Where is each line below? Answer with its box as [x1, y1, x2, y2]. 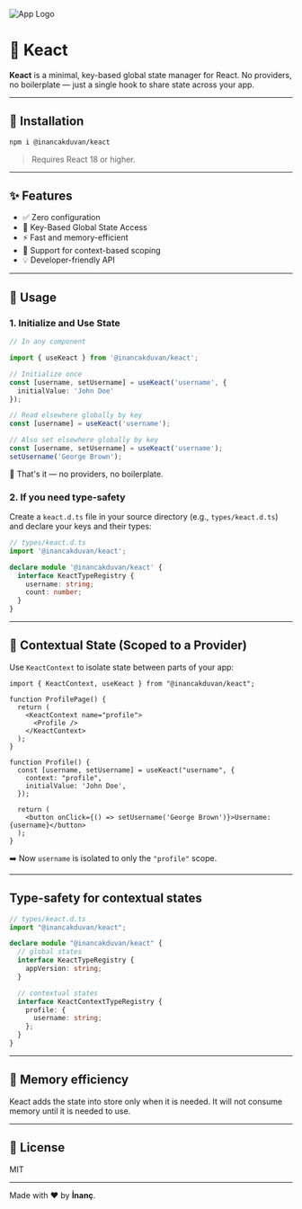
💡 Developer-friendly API [22, 254, 115, 265]
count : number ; [25, 588, 83, 597]
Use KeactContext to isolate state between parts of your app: [9, 662, 235, 672]
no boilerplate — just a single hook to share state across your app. [9, 79, 254, 90]
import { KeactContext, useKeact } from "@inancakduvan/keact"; [9, 679, 255, 688]
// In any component [9, 337, 87, 346]
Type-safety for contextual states [9, 891, 202, 906]
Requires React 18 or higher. [31, 154, 137, 164]
